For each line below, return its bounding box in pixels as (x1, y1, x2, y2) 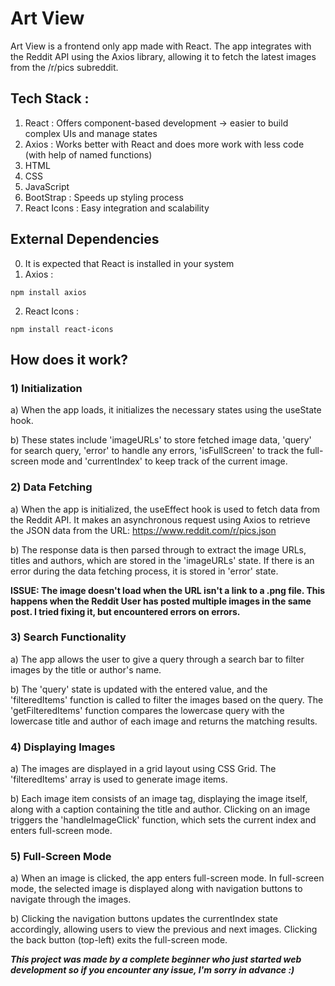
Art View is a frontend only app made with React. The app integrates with (10, 40, 312, 52)
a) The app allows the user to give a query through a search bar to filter (10, 653, 305, 665)
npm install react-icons (10, 324, 114, 334)
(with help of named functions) (24, 148, 153, 161)
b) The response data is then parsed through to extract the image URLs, (10, 543, 307, 556)
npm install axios (10, 287, 87, 297)
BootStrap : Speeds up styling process (24, 191, 184, 203)
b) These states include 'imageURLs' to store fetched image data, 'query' (10, 434, 312, 446)
